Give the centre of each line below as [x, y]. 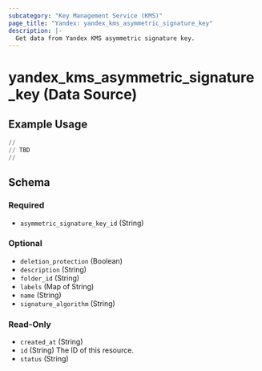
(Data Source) [90, 95]
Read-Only [30, 324]
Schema [29, 182]
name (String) [40, 295]
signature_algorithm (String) [68, 303]
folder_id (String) [50, 278]
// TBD [19, 150]
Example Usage [48, 124]
